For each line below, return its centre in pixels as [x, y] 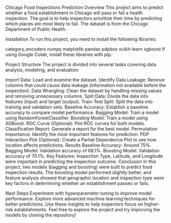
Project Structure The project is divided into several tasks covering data [81, 64]
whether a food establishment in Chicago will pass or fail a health [74, 13]
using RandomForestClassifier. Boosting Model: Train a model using [77, 118]
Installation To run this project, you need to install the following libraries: [81, 39]
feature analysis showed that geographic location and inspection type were [85, 178]
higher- [152, 204]
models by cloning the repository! [41, 215]
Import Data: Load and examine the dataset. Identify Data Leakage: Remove [85, 80]
